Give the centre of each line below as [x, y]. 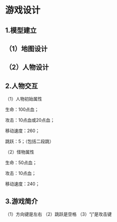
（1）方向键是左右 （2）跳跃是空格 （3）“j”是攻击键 [58, 214]
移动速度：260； [22, 131]
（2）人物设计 [27, 67]
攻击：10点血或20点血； [30, 120]
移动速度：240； [22, 184]
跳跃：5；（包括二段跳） [29, 141]
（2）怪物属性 [20, 152]
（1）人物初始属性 [24, 99]
